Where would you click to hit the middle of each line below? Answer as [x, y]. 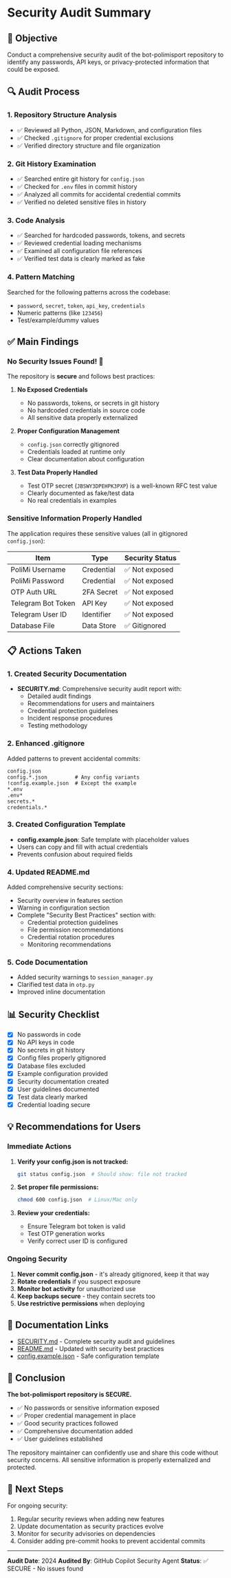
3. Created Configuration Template [66, 824]
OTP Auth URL [34, 592]
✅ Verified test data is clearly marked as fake [81, 259]
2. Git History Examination [52, 163]
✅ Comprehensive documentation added [75, 1431]
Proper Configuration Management [68, 431]
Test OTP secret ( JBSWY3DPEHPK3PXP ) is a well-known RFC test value [122, 486]
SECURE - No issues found [45, 1569]
